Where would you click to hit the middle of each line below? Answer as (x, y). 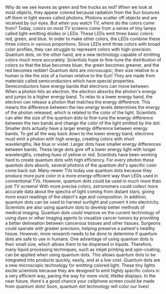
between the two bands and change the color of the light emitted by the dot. (83, 123)
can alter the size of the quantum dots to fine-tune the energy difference (79, 118)
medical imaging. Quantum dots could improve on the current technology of (83, 212)
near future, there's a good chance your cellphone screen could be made (80, 281)
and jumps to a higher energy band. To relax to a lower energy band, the (79, 97)
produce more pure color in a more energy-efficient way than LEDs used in (82, 176)
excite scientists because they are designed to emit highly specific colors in (82, 270)
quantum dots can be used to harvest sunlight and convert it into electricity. (82, 202)
